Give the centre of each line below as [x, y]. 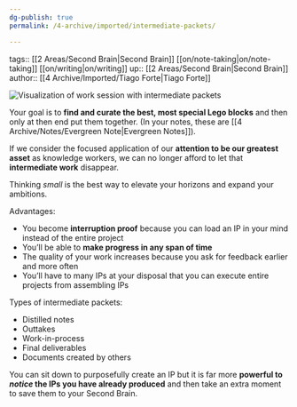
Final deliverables [54, 347]
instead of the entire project [73, 237]
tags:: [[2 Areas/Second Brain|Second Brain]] [92, 59]
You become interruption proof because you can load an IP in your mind [155, 228]
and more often [50, 266]
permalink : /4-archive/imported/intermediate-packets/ [113, 26]
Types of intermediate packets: [66, 302]
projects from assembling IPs [75, 284]
